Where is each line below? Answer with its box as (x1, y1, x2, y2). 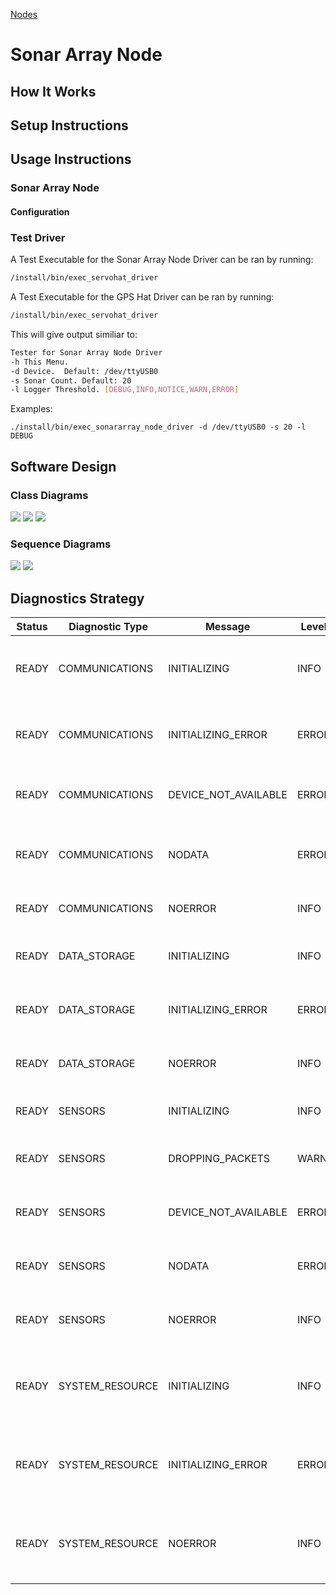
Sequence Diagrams (10, 537, 112, 551)
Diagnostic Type (68, 620, 148, 634)
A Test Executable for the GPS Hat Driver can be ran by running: (10, 291, 275, 303)
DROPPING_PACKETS (168, 1152, 271, 1166)
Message (204, 620, 251, 634)
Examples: (10, 403, 53, 415)
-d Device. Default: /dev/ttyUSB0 (10, 366, 159, 376)
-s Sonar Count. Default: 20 (10, 375, 132, 386)
